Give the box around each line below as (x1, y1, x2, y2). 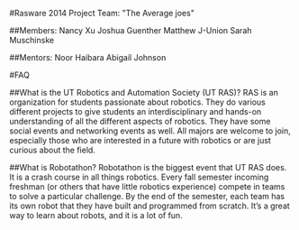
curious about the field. (9, 144, 96, 155)
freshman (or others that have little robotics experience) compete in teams (9, 181, 285, 192)
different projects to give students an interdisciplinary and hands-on (9, 106, 262, 116)
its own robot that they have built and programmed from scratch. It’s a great (9, 200, 290, 211)
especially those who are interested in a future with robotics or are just (9, 135, 272, 145)
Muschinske (9, 35, 55, 45)
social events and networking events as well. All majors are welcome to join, (9, 125, 291, 136)
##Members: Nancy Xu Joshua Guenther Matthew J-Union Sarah (9, 25, 252, 35)
